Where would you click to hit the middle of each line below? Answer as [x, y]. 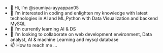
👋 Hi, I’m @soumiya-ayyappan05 [44, 8]
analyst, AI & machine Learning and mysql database [64, 39]
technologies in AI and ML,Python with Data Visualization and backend [84, 18]
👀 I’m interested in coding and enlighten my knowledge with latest [79, 13]
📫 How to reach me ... [34, 45]
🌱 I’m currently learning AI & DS [43, 29]
